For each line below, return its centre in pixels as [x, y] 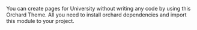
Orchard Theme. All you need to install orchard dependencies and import [97, 15]
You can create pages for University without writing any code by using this [98, 9]
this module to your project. [40, 21]
